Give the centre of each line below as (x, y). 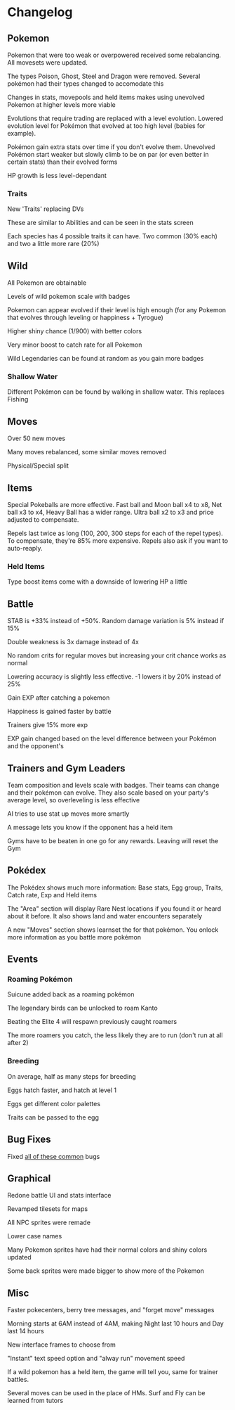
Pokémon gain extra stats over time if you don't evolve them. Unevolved (111, 147)
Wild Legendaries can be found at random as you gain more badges (106, 359)
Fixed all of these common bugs (54, 1156)
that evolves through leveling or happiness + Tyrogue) (85, 318)
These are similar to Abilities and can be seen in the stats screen (101, 223)
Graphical (29, 1178)
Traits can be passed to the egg (53, 1117)
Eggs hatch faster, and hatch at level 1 (62, 1090)
